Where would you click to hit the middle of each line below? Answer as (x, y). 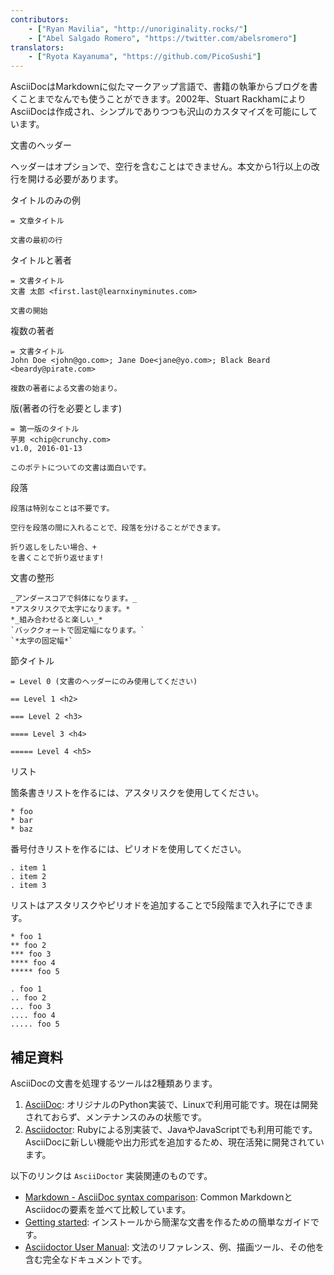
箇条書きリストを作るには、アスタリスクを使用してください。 (137, 793)
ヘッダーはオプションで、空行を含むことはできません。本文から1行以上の (161, 167)
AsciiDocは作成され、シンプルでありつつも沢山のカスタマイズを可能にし (160, 112)
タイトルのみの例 (45, 200)
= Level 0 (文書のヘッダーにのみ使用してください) (104, 682)
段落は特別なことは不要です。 (62, 509)
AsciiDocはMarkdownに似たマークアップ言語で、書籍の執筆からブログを (160, 87)
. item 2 (28, 877)
